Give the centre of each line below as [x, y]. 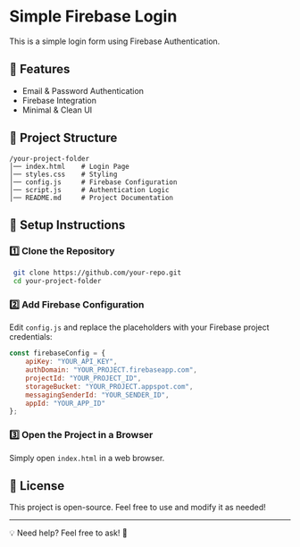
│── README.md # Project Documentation [92, 198]
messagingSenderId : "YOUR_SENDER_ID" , [97, 395]
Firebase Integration [59, 100]
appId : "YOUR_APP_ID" [65, 403]
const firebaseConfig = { [57, 353]
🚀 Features [40, 69]
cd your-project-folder [57, 282]
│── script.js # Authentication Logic [89, 189]
